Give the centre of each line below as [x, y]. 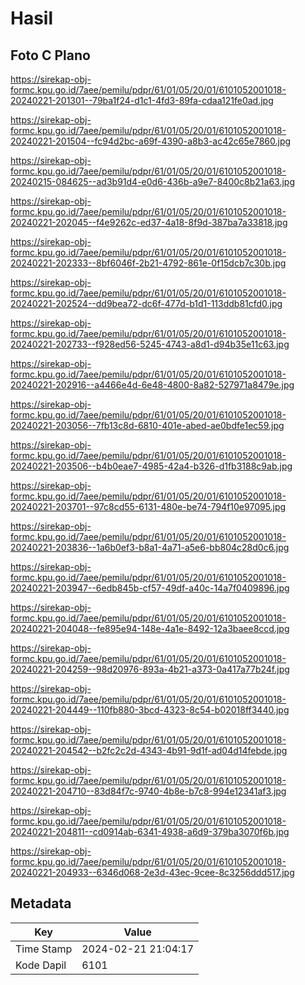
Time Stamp [44, 949]
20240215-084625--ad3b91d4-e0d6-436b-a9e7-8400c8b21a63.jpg [152, 181]
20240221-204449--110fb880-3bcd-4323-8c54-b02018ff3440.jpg [150, 710]
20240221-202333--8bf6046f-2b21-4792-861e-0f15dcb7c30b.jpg [148, 263]
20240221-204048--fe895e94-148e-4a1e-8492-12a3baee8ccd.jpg [150, 628]
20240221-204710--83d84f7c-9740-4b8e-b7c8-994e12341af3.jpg [148, 791]
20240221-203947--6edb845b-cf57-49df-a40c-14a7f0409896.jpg [150, 588]
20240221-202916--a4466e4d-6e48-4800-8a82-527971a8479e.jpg [152, 385]
